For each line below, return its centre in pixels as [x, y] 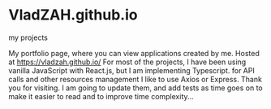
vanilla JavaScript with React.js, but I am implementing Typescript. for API [132, 70]
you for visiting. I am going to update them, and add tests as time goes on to [135, 88]
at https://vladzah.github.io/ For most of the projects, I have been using [127, 62]
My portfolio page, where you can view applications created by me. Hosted [134, 53]
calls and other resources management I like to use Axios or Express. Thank [135, 79]
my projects [28, 37]
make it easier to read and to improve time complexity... [101, 96]
